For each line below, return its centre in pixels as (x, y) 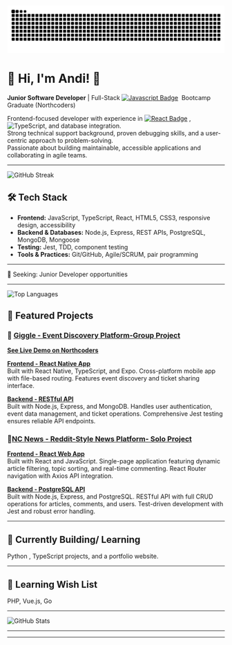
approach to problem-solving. (71, 140)
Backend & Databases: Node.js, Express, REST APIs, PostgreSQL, (111, 232)
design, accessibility (46, 225)
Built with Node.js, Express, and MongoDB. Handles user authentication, (110, 407)
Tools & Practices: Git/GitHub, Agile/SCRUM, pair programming (108, 254)
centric (17, 140)
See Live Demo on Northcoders (53, 350)
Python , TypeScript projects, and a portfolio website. (83, 556)
